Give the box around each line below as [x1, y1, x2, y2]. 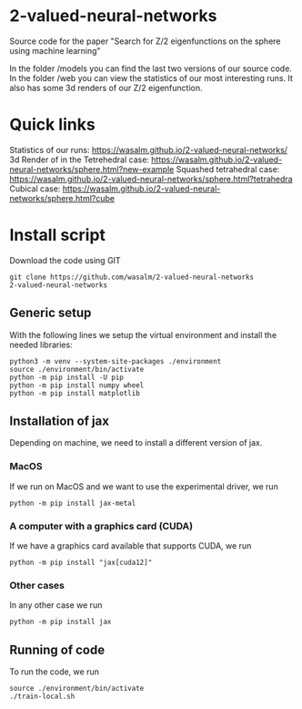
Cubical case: [9, 183, 61, 194]
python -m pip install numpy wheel [9, 380, 145, 390]
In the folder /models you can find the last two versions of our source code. [9, 63, 293, 74]
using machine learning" [9, 45, 102, 56]
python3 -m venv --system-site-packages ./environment [9, 356, 222, 365]
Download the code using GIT [9, 254, 121, 265]
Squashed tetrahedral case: [176, 163, 280, 174]
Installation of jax [9, 414, 109, 429]
